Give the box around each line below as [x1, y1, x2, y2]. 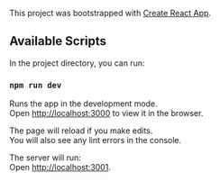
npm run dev [9, 80, 62, 90]
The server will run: [9, 152, 81, 163]
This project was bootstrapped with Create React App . [9, 8, 212, 18]
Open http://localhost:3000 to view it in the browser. [9, 108, 204, 119]
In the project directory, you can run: [9, 58, 145, 68]
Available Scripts [9, 33, 106, 49]
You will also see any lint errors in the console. [9, 135, 182, 146]
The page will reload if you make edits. [9, 125, 153, 136]
